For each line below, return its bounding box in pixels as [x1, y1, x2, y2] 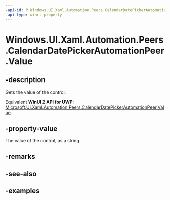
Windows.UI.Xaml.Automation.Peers [5, 34, 164, 46]
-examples [5, 187, 40, 195]
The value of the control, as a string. [5, 138, 81, 144]
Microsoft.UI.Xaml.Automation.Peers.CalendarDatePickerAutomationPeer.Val [5, 104, 164, 110]
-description [5, 75, 46, 84]
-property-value [5, 124, 58, 133]
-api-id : [5, 7, 24, 13]
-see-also [5, 170, 37, 178]
